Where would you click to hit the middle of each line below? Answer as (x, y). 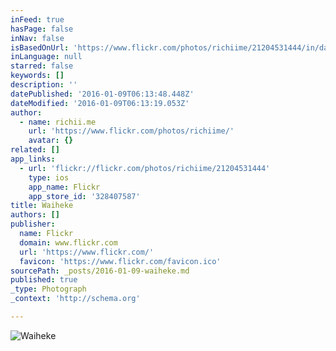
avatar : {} (51, 141)
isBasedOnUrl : (40, 47)
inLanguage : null (46, 57)
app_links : (33, 159)
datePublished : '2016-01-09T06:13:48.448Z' (102, 94)
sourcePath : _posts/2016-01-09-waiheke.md (100, 271)
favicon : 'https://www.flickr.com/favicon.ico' (120, 261)
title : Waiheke (42, 206)
